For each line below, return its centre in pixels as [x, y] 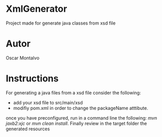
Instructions [32, 78]
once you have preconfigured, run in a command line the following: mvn [82, 118]
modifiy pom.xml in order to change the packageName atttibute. [81, 108]
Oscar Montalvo [23, 58]
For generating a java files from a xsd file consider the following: [73, 93]
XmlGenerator [37, 9]
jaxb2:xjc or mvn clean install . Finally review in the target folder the [76, 123]
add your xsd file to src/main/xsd [48, 102]
